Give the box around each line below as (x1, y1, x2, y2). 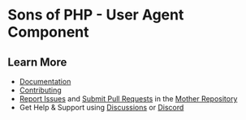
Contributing (19, 85, 62, 95)
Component (7, 23, 90, 41)
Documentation (19, 77, 71, 86)
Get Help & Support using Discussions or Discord (19, 103, 184, 112)
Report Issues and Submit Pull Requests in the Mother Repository (19, 94, 238, 103)
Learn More (7, 55, 67, 69)
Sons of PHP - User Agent (7, 6, 184, 24)
